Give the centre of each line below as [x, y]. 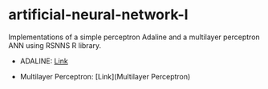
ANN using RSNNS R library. [55, 45]
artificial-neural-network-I [98, 15]
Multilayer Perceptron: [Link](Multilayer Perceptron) [105, 76]
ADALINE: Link [44, 61]
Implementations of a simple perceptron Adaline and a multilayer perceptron [134, 37]
